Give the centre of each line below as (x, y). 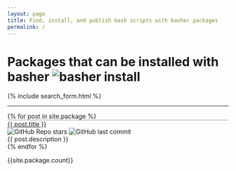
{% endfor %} (27, 147)
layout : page (26, 14)
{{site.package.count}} (40, 160)
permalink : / (26, 27)
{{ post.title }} (27, 125)
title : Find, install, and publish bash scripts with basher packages (113, 20)
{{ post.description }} (38, 139)
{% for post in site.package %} (52, 116)
